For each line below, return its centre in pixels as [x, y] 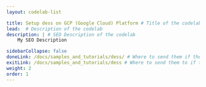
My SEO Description [42, 40]
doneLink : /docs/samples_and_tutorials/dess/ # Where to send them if [98, 57]
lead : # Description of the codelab [55, 29]
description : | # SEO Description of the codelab [71, 34]
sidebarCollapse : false [37, 51]
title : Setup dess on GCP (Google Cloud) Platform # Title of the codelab [104, 23]
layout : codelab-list [34, 12]
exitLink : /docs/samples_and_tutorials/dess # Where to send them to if [101, 62]
